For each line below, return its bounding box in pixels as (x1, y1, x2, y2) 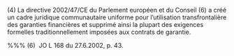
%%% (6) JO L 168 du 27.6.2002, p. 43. (7, 41, 124, 49)
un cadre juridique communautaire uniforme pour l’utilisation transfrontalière (7, 13, 227, 21)
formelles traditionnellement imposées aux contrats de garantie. (7, 28, 191, 36)
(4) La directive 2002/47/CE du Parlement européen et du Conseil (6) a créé (7, 6, 227, 14)
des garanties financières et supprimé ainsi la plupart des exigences (7, 21, 204, 28)
